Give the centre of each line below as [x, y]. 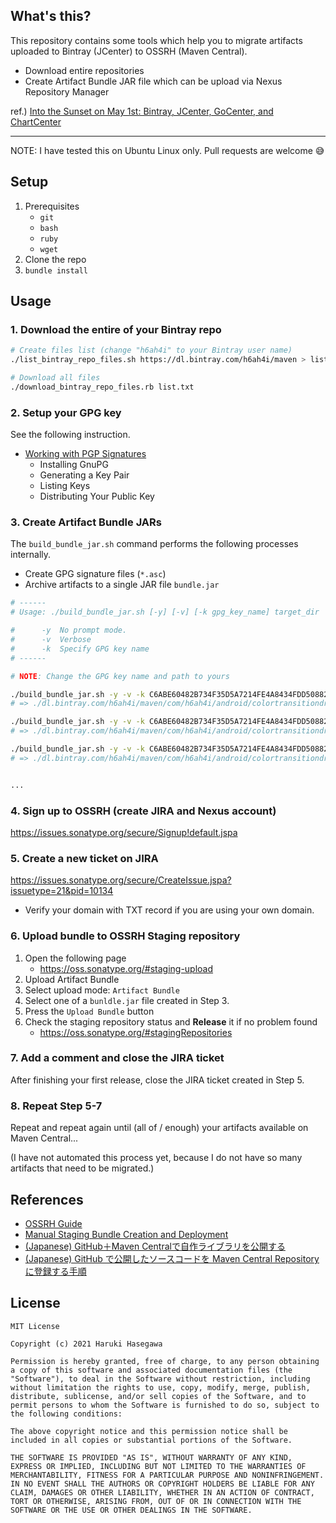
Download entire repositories [84, 70]
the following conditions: [66, 1414]
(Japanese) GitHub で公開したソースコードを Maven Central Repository [172, 1258]
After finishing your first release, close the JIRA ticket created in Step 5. [157, 1080]
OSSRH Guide [53, 1223]
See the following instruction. [70, 435]
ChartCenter [36, 121]
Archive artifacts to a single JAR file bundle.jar [122, 585]
